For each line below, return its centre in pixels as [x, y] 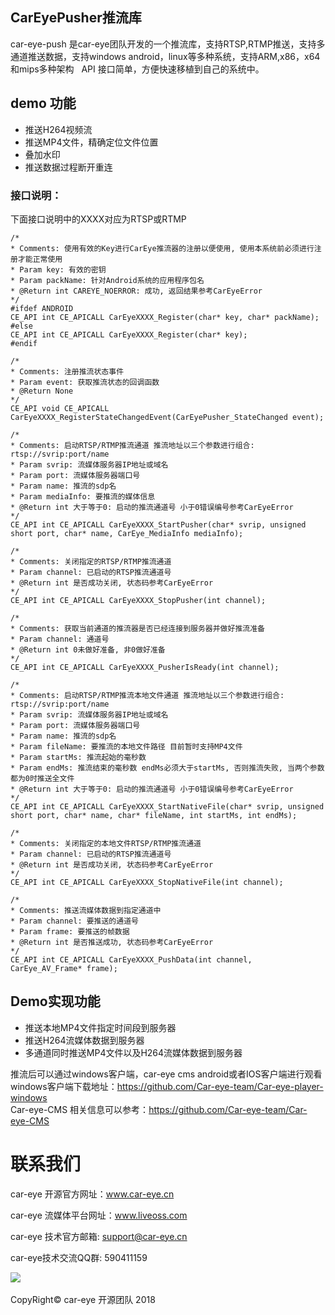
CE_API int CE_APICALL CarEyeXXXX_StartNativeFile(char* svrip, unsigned [167, 806]
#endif [24, 343]
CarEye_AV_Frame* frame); [64, 968]
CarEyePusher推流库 [76, 18]
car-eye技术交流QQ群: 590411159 [79, 1257]
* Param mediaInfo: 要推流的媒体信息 [83, 496]
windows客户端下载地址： [64, 1086]
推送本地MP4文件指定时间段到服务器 [100, 1027]
